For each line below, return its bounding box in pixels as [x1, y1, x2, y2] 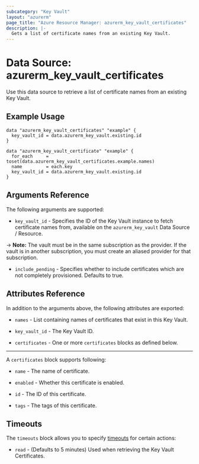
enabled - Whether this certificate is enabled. [14, 379, 124, 386]
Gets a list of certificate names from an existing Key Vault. [11, 31, 171, 37]
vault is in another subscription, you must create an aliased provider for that [6, 247, 191, 254]
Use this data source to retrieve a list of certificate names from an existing [6, 88, 187, 95]
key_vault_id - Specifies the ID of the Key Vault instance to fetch [14, 217, 174, 224]
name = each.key [11, 163, 73, 169]
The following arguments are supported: [6, 205, 105, 213]
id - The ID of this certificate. [14, 390, 86, 397]
